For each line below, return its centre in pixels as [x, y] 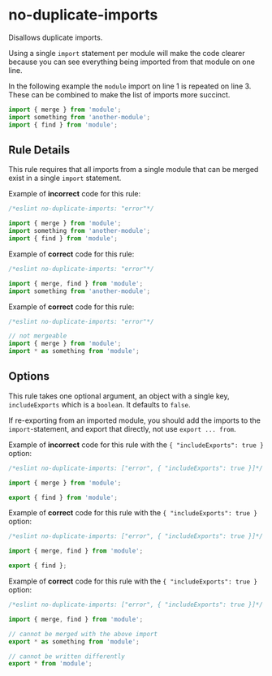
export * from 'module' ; [50, 664]
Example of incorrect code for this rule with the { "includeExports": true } [136, 445]
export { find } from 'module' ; [63, 497]
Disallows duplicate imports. [56, 37]
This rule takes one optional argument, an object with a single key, [119, 396]
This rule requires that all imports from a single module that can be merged [134, 170]
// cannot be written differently [67, 656]
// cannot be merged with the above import [83, 634]
